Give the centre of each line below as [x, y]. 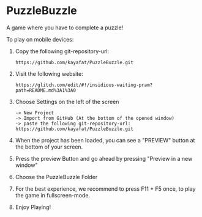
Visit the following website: [49, 73]
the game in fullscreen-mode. [53, 195]
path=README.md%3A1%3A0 [46, 90]
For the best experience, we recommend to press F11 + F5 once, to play [105, 189]
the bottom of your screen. [49, 147]
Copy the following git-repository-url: [62, 51]
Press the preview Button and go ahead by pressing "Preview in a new [104, 158]
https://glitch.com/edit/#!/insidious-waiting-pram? [84, 85]
